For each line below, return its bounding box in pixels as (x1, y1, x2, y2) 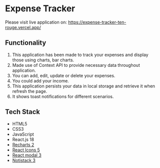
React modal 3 (12, 152, 42, 158)
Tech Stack (5, 108, 40, 116)
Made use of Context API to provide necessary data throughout (12, 62, 140, 68)
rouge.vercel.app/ (5, 24, 41, 30)
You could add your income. (12, 78, 69, 84)
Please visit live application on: (5, 19, 68, 25)
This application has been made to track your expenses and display (12, 52, 148, 57)
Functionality (5, 39, 46, 47)
